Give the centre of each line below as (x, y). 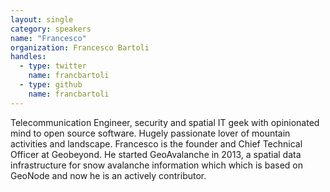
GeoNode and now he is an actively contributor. (108, 175)
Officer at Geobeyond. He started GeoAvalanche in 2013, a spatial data (156, 154)
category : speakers (51, 29)
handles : (28, 57)
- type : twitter (53, 66)
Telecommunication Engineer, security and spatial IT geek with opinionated (165, 122)
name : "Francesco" (48, 38)
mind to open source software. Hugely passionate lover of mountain (150, 133)
